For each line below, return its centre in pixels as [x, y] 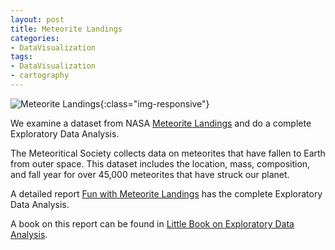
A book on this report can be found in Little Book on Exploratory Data [152, 223]
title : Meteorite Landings [66, 29]
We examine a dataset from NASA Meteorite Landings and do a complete [161, 123]
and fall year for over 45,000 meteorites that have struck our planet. [150, 174]
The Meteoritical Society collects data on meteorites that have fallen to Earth [168, 153]
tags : [21, 57]
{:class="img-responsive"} [154, 103]
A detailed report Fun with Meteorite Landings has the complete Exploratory [166, 193]
